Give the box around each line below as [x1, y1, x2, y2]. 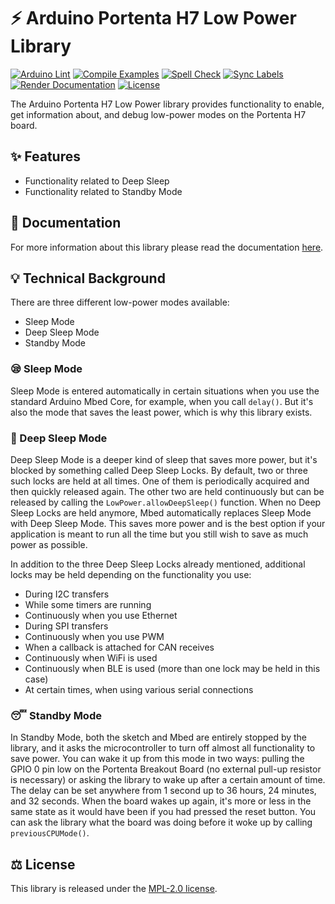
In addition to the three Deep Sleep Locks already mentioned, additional [10, 558, 306, 570]
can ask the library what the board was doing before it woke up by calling [10, 816, 313, 829]
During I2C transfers [24, 588, 110, 600]
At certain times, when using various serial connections [24, 683, 254, 695]
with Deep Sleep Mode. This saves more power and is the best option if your [10, 517, 326, 529]
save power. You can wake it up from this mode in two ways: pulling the [10, 753, 305, 765]
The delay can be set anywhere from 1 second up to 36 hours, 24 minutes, [10, 785, 317, 797]
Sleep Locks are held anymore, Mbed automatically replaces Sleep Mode [10, 506, 312, 519]
